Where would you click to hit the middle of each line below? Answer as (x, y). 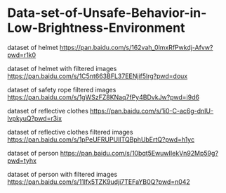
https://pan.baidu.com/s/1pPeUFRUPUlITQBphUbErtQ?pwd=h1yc (101, 139)
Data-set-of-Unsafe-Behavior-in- (107, 13)
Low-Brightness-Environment (96, 28)
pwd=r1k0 (22, 55)
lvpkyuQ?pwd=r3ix (34, 118)
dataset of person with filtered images (62, 174)
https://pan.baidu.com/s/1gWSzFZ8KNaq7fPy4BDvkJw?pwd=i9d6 (104, 97)
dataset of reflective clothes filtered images (70, 132)
